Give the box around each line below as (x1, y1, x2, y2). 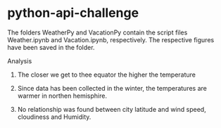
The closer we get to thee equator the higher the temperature (17, 70, 196, 79)
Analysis (7, 56, 32, 65)
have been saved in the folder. (7, 43, 95, 51)
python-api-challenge (7, 5, 139, 21)
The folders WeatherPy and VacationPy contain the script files (7, 28, 188, 37)
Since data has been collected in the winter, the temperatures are (17, 84, 208, 92)
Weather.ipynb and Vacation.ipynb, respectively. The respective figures (7, 35, 215, 44)
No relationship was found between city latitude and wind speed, (17, 105, 206, 113)
